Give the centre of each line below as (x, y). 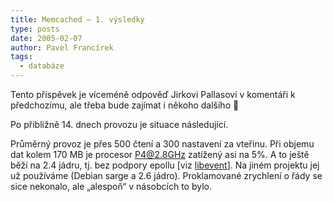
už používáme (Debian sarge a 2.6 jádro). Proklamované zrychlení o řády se (166, 175)
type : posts (35, 29)
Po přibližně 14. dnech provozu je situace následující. (119, 124)
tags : (21, 57)
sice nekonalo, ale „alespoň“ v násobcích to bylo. (111, 186)
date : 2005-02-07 (46, 38)
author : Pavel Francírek (62, 47)
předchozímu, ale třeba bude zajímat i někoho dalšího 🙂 (125, 105)
